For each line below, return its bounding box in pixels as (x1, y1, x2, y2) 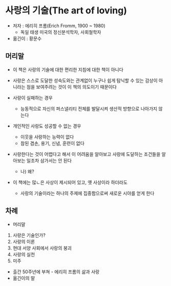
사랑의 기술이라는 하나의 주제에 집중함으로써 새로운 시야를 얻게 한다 (20, 190, 155, 196)
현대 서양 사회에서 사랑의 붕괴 (12, 244, 72, 251)
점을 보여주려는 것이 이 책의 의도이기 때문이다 (26, 84, 117, 90)
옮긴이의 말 (12, 275, 35, 281)
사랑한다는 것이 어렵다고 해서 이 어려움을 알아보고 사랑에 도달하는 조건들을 (12, 151, 161, 157)
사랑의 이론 (12, 238, 35, 244)
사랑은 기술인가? (12, 232, 46, 238)
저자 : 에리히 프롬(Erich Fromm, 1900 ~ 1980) (12, 23, 106, 29)
